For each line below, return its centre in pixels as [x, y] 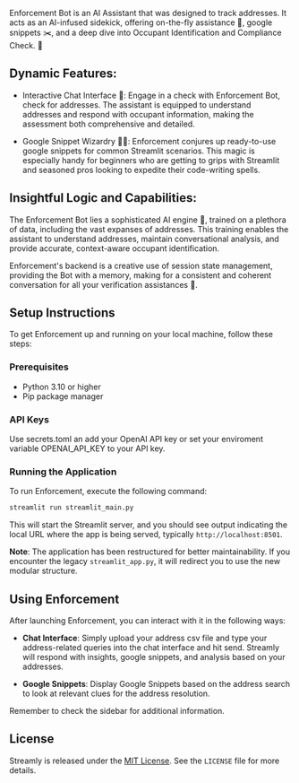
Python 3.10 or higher [61, 387]
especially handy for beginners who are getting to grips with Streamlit [151, 160]
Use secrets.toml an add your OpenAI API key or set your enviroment [137, 439]
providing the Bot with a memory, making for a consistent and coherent [140, 275]
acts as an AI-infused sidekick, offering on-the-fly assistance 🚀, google [141, 22]
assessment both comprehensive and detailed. [108, 124]
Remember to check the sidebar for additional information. [117, 711]
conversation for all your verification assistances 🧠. [104, 284]
